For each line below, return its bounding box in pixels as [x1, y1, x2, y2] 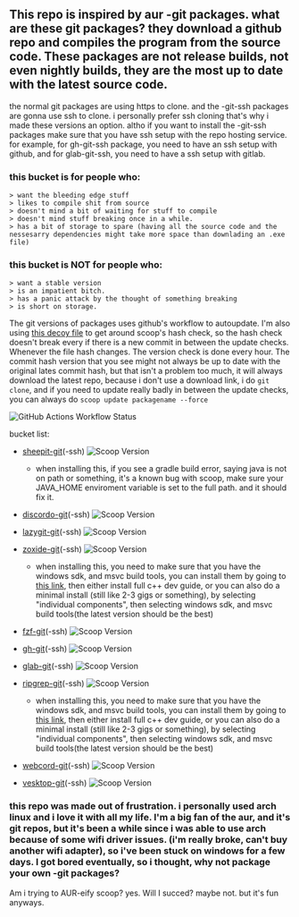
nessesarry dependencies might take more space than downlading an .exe [9, 230, 286, 240]
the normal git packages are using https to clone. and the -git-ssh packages [9, 100, 289, 111]
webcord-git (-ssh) [21, 760, 91, 771]
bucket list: [9, 429, 50, 439]
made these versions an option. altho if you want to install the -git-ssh [9, 120, 267, 131]
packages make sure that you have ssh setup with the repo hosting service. [9, 129, 287, 140]
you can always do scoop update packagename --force [9, 394, 208, 405]
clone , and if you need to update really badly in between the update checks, [9, 385, 289, 395]
